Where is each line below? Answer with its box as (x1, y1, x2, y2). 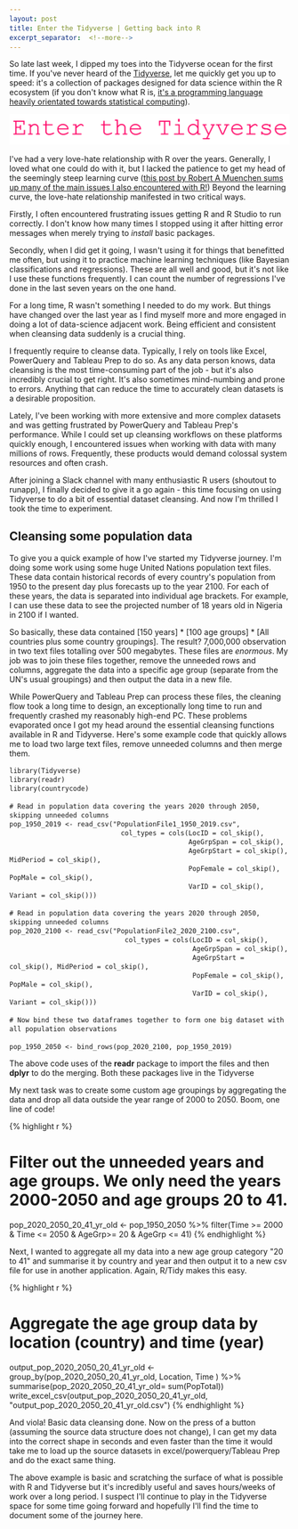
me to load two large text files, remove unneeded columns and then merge (9, 738, 283, 749)
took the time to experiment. (9, 503, 113, 514)
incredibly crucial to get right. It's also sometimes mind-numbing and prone (9, 374, 286, 385)
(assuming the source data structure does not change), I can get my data (9, 1426, 278, 1437)
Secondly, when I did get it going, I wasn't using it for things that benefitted (9, 245, 285, 256)
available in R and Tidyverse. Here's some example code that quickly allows (9, 728, 287, 739)
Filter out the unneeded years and (9, 1152, 265, 1172)
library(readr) (9, 775, 66, 784)
